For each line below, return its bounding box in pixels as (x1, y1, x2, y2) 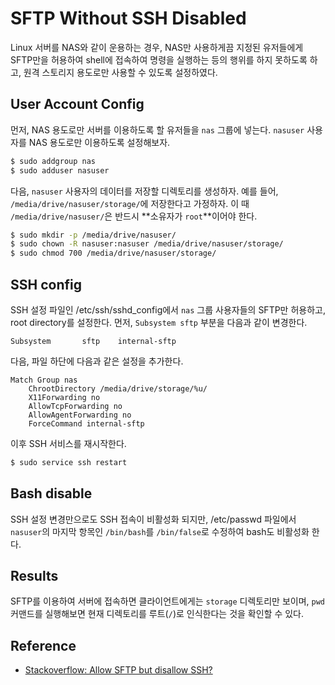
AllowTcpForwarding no (28, 401, 123, 411)
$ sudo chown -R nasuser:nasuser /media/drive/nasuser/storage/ (10, 239, 284, 249)
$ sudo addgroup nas (10, 156, 97, 166)
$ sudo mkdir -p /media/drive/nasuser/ (10, 230, 177, 240)
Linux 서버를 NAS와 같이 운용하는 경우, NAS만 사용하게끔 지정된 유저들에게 (10, 41, 304, 53)
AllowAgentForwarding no (28, 410, 132, 420)
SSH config (10, 276, 82, 293)
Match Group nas (10, 375, 78, 385)
